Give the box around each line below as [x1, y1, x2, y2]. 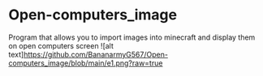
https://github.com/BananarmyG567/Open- [23, 49, 169, 59]
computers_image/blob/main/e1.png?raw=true [8, 58, 163, 68]
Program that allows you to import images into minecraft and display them [8, 32, 256, 42]
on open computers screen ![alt [8, 40, 114, 50]
